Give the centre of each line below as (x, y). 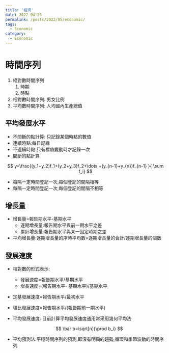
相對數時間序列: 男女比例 (38, 99)
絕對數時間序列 (28, 80)
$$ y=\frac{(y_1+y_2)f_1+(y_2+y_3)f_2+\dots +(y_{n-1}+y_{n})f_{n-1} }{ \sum (86, 166)
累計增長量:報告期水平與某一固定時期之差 (63, 232)
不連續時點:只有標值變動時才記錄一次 (51, 149)
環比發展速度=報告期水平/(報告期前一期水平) (59, 308)
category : (16, 34)
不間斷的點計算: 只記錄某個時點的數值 (52, 137)
